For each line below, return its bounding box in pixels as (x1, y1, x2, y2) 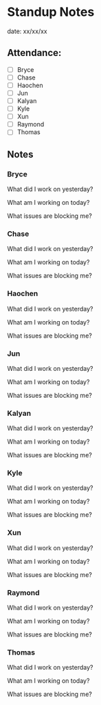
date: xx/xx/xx (7, 27, 47, 35)
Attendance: (7, 47, 62, 59)
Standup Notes (7, 4, 95, 20)
